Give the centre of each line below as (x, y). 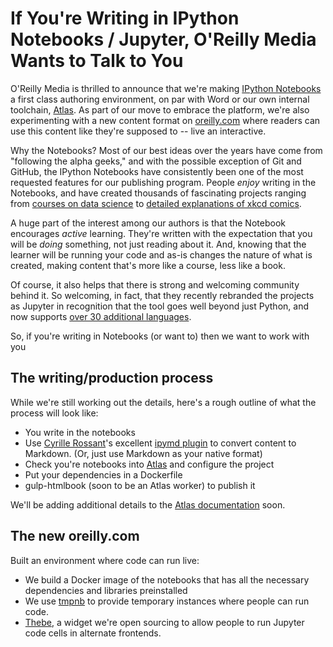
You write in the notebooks (80, 432)
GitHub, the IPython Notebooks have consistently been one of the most (157, 171)
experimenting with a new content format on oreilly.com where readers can (165, 120)
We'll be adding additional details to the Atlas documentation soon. (148, 504)
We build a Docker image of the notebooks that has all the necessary (167, 579)
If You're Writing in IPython (125, 18)
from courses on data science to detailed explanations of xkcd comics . (156, 203)
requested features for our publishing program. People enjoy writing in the (163, 182)
